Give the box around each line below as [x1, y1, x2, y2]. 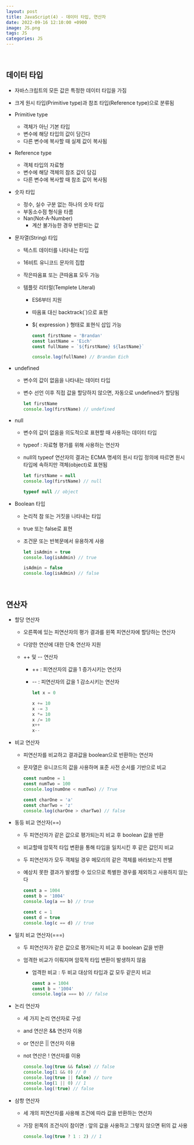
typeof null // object [23, 489, 79, 495]
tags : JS [6, 30, 27, 36]
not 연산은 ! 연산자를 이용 [23, 1052, 81, 1059]
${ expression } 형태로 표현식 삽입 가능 [31, 321, 122, 328]
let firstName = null [23, 473, 76, 479]
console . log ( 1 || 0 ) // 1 [23, 1080, 86, 1086]
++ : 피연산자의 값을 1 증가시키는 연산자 [31, 666, 122, 672]
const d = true [23, 915, 60, 920]
